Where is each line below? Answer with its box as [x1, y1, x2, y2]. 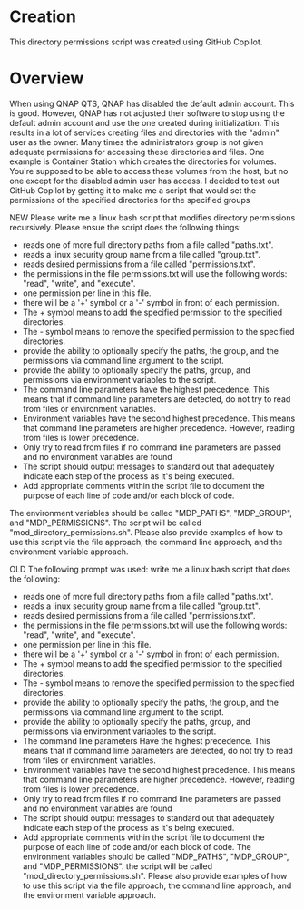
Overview [9, 68, 84, 89]
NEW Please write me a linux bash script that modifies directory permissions [9, 211, 296, 223]
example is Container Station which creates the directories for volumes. [9, 156, 277, 167]
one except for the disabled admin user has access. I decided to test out [9, 175, 279, 186]
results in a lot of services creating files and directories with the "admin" [9, 127, 279, 138]
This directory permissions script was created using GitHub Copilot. [9, 36, 263, 47]
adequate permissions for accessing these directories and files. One [9, 146, 265, 157]
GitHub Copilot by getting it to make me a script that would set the [9, 184, 257, 196]
